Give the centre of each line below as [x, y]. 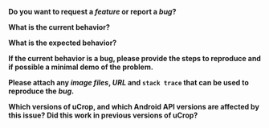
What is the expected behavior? [63, 43]
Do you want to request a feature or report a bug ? [92, 12]
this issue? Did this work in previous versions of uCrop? [103, 115]
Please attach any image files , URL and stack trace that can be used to [128, 83]
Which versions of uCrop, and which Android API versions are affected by [134, 107]
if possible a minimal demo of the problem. [81, 67]
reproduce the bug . [41, 91]
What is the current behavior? [59, 27]
